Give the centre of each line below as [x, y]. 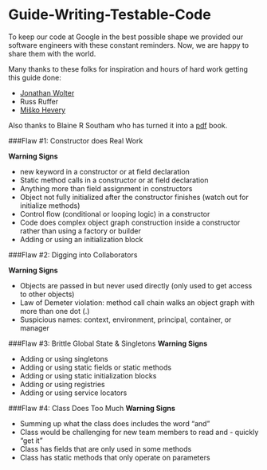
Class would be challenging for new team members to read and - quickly [139, 432]
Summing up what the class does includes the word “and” [115, 423]
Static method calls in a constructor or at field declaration [114, 180]
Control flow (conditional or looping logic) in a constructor [115, 213]
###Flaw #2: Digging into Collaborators [73, 255]
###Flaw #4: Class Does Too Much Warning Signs [92, 408]
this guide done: [35, 77]
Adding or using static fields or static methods [96, 367]
